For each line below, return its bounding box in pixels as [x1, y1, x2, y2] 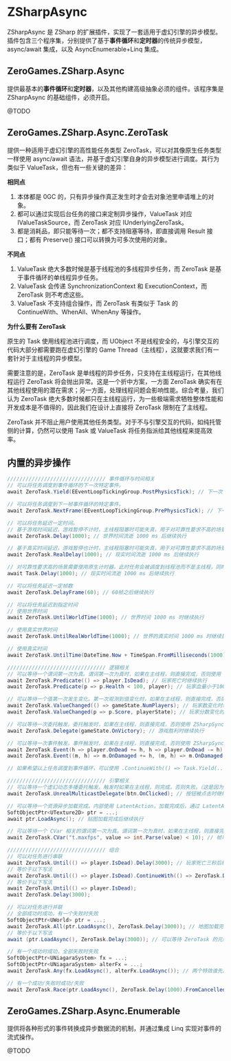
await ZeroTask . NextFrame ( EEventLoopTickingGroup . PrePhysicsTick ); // [7, 507, 214, 514]
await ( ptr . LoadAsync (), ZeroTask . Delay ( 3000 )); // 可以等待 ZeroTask [7, 936, 210, 943]
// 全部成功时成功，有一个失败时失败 [7, 910, 98, 917]
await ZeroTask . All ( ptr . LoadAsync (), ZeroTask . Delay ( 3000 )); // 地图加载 [7, 923, 219, 930]
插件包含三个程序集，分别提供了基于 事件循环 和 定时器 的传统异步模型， [7, 36, 206, 45]
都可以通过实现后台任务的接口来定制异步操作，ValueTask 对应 [16, 209, 192, 217]
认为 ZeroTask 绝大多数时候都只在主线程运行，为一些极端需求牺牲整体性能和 [7, 394, 223, 403]
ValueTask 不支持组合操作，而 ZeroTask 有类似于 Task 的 [16, 299, 179, 307]
